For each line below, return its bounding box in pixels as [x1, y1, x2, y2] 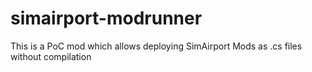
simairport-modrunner [10, 7, 203, 30]
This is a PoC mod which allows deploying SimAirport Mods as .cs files [10, 40, 303, 52]
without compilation [10, 50, 92, 62]
